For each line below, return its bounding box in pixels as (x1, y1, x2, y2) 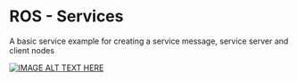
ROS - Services (9, 6, 124, 27)
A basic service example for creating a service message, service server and (9, 36, 289, 46)
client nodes (9, 45, 55, 55)
